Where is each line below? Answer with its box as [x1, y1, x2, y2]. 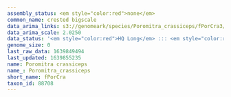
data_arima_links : [7, 23, 60, 29]
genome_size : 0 [7, 42, 51, 48]
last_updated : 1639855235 [7, 55, 81, 61]
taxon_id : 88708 [7, 80, 54, 87]
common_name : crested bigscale [7, 16, 97, 23]
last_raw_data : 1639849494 [7, 48, 85, 55]
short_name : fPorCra [7, 73, 67, 81]
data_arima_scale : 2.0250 [7, 29, 81, 36]
